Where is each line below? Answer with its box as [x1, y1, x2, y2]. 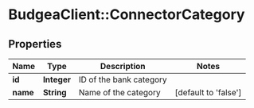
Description [100, 61, 146, 71]
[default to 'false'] [174, 87, 242, 98]
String [42, 87, 67, 98]
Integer [42, 74, 72, 85]
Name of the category [78, 87, 161, 98]
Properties [8, 37, 62, 51]
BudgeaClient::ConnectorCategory [8, 6, 245, 24]
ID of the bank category [78, 74, 167, 85]
